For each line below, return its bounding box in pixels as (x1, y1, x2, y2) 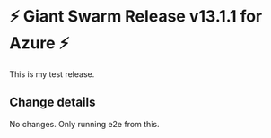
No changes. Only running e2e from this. (9, 118, 160, 129)
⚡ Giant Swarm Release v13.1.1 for (9, 6, 263, 27)
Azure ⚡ (9, 33, 70, 54)
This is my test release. (9, 68, 95, 80)
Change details (9, 95, 96, 110)
